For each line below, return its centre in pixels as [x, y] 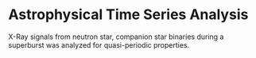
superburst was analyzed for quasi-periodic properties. [99, 44]
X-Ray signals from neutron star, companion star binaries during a [116, 37]
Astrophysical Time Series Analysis [128, 15]
